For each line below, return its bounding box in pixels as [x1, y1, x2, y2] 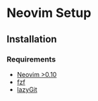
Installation [6, 33, 57, 45]
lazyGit [16, 85, 38, 93]
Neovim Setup [6, 5, 92, 21]
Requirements [6, 54, 56, 64]
